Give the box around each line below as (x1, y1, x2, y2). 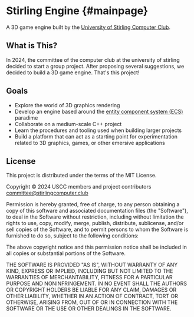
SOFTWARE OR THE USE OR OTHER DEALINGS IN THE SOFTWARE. (6, 305, 172, 312)
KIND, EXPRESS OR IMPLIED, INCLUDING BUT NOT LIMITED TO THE (6, 268, 173, 275)
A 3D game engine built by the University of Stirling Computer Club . (6, 24, 171, 31)
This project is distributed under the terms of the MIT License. (6, 172, 157, 179)
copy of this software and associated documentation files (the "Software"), (6, 207, 189, 214)
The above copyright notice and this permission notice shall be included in (6, 243, 187, 251)
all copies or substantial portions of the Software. (6, 250, 126, 257)
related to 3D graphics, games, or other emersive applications (14, 139, 165, 146)
